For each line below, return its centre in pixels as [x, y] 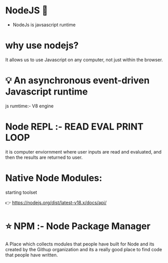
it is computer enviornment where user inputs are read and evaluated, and [83, 152]
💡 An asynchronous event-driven [78, 80]
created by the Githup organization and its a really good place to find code [84, 249]
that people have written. [31, 255]
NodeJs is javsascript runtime [44, 25]
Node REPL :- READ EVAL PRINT [75, 127]
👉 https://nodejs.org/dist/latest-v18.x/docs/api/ [56, 202]
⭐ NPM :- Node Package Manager [78, 226]
